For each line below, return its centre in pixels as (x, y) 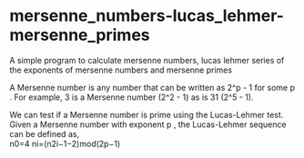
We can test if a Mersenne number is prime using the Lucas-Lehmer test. (147, 114)
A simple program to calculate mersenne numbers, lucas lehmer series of (147, 60)
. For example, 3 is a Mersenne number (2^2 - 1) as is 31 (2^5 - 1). (132, 97)
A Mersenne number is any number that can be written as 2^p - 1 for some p (152, 87)
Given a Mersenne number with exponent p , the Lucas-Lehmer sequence (148, 124)
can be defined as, (45, 133)
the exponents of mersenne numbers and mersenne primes (121, 70)
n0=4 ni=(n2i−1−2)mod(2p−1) (65, 143)
